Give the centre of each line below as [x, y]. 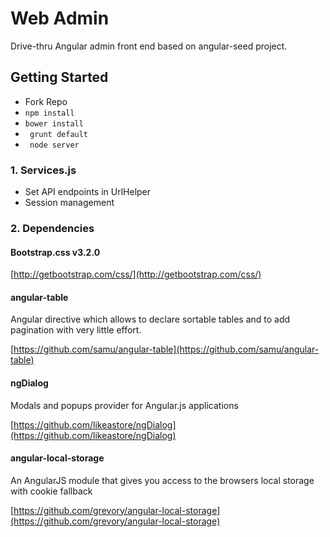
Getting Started [59, 77]
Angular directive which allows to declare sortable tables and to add [150, 319]
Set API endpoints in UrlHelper [88, 192]
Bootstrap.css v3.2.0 [55, 252]
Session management [69, 203]
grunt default [59, 134]
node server [54, 145]
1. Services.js [43, 170]
